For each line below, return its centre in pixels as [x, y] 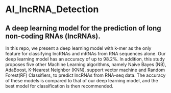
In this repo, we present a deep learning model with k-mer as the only [78, 48]
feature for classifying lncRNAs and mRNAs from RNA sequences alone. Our [86, 54]
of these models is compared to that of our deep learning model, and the [82, 81]
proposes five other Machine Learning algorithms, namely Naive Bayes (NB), [86, 64]
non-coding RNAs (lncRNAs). [53, 36]
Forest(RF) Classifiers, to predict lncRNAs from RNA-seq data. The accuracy [86, 75]
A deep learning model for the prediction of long [83, 28]
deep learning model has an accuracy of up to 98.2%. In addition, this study [85, 59]
